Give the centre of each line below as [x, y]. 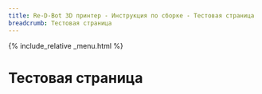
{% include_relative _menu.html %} [66, 45]
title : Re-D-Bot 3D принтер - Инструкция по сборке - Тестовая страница [131, 16]
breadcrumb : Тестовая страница [60, 23]
